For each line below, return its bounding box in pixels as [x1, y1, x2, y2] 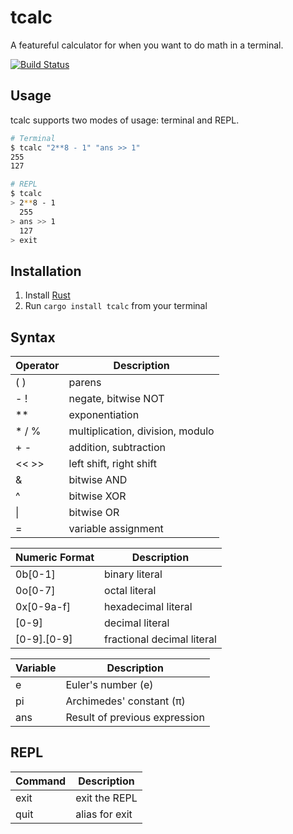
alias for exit [75, 807, 133, 821]
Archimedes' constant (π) [65, 694, 186, 708]
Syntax [10, 329, 56, 346]
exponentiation [68, 408, 140, 421]
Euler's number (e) [65, 678, 154, 691]
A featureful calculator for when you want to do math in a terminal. [10, 39, 284, 51]
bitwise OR [68, 506, 120, 519]
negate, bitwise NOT [68, 392, 165, 405]
